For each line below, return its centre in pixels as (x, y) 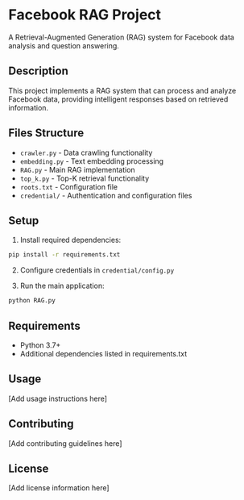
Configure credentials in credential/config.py (97, 270)
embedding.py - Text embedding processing (91, 161)
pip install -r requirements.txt (64, 255)
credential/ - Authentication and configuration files (106, 195)
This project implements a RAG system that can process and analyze (122, 90)
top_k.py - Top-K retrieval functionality (85, 178)
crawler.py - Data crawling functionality (86, 152)
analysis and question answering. (64, 45)
